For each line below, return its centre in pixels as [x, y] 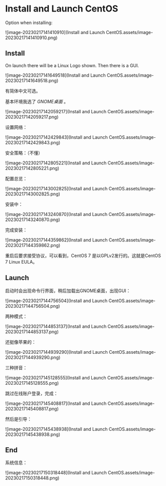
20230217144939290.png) [33, 357]
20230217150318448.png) [32, 478]
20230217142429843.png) [33, 142]
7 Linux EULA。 [21, 262]
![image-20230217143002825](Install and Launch [56, 188]
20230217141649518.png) [32, 80]
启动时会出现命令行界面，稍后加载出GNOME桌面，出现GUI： [68, 291]
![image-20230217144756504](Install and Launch [56, 301]
